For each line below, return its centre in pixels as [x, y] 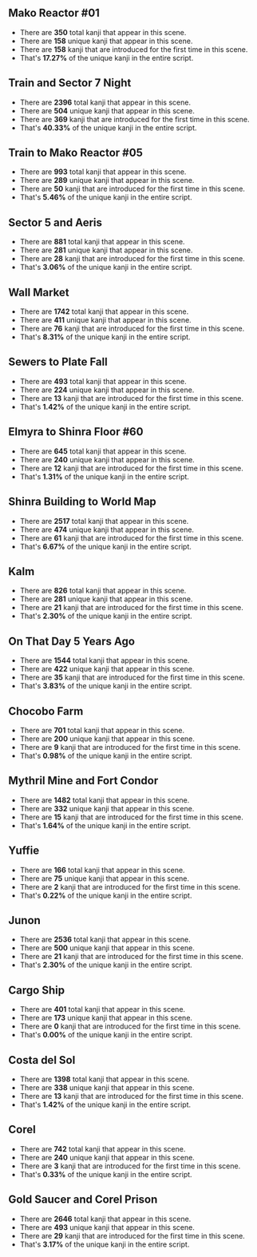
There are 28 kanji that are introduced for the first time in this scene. [132, 259]
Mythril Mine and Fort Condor [83, 781]
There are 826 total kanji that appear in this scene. [103, 591]
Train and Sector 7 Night [70, 83]
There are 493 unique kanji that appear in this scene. [107, 1227]
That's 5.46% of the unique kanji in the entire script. [106, 197]
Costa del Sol [42, 1060]
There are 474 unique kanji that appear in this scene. [107, 529]
